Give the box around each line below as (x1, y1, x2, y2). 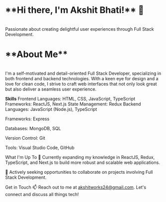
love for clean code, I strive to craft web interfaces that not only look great (5, 81, 158, 87)
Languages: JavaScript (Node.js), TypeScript (5, 106, 97, 112)
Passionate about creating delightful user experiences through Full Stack (5, 26, 154, 32)
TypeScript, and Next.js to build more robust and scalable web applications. (5, 159, 160, 165)
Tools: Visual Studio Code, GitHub (5, 145, 75, 151)
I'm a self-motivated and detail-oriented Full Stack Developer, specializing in (5, 70, 162, 76)
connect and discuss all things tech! (5, 191, 79, 197)
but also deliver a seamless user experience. (5, 86, 97, 92)
